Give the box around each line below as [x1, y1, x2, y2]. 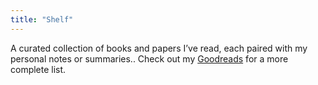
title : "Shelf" [10, 14, 74, 25]
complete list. [10, 63, 67, 75]
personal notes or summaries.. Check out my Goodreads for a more [10, 52, 289, 65]
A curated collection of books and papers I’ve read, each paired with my [10, 42, 308, 54]
